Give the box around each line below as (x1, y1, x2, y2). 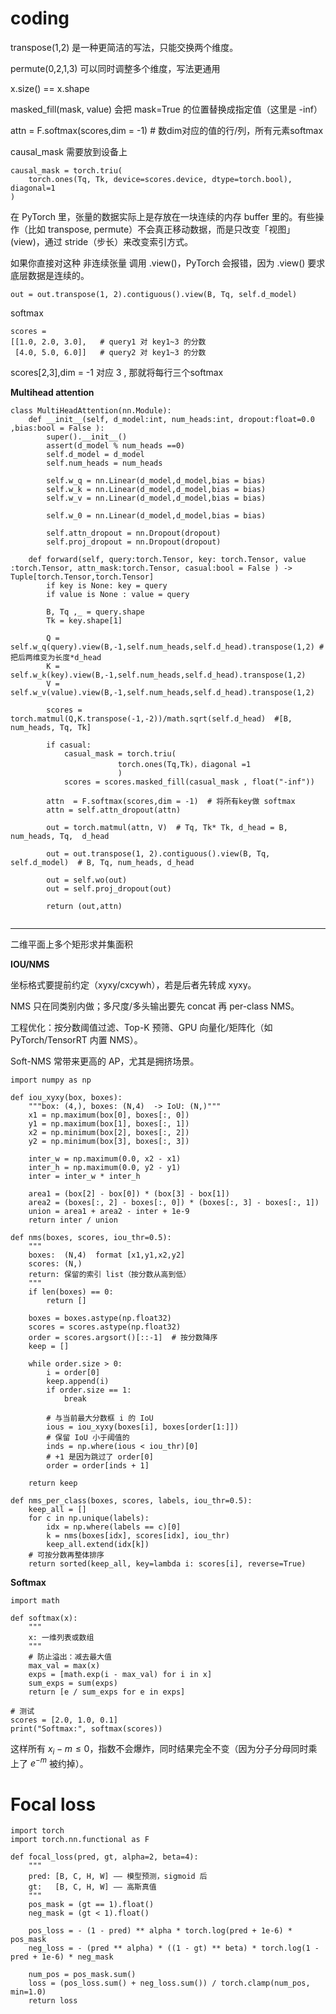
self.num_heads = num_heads (46, 458, 163, 468)
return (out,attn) (46, 901, 123, 911)
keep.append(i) (46, 1376, 110, 1386)
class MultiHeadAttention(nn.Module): (10, 405, 172, 416)
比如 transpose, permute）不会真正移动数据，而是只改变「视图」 (27, 223, 296, 235)
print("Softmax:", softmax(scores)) (10, 1723, 163, 1734)
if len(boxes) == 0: (28, 1287, 114, 1297)
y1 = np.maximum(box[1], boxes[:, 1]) (28, 1118, 190, 1129)
